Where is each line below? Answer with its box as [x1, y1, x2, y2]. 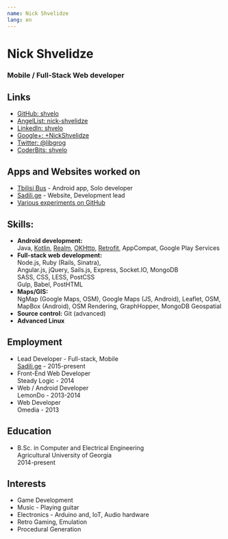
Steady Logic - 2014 [16, 376, 75, 384]
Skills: [7, 218, 34, 230]
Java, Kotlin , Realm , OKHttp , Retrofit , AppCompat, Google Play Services [16, 244, 220, 252]
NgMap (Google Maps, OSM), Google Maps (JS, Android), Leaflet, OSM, [16, 295, 221, 303]
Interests [7, 478, 47, 490]
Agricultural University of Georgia [16, 451, 112, 459]
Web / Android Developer [16, 384, 89, 392]
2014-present [16, 458, 56, 466]
